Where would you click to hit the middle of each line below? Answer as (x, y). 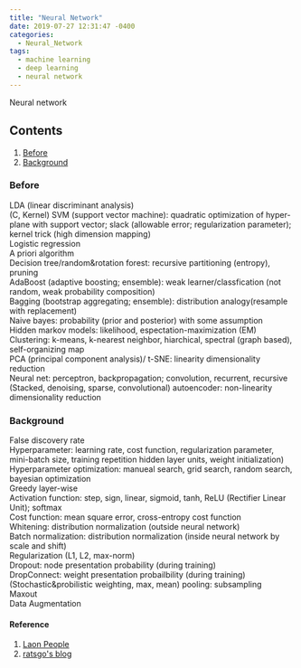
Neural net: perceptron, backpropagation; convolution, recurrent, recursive (149, 378)
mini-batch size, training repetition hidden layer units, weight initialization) (147, 460)
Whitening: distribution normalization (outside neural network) (125, 527)
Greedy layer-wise (44, 488)
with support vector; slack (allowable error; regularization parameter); (162, 224)
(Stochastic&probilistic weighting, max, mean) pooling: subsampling (136, 585)
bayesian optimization (50, 479)
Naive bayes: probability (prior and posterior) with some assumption (136, 320)
